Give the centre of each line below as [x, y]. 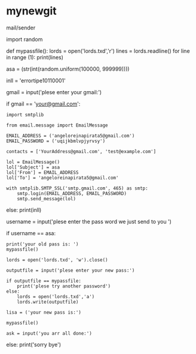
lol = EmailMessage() [33, 162]
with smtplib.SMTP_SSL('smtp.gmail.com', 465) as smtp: [77, 188]
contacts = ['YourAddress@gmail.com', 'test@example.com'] [81, 151]
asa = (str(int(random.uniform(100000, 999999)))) [68, 69]
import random [24, 39]
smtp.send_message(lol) [47, 199]
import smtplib [25, 115]
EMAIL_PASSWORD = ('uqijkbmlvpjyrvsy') [56, 141]
